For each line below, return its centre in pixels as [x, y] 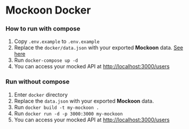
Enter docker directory [41, 94]
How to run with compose [43, 29]
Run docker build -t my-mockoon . [57, 107]
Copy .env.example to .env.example [57, 41]
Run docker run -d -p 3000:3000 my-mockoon [68, 113]
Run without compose [38, 82]
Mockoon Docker [48, 10]
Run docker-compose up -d [46, 60]
